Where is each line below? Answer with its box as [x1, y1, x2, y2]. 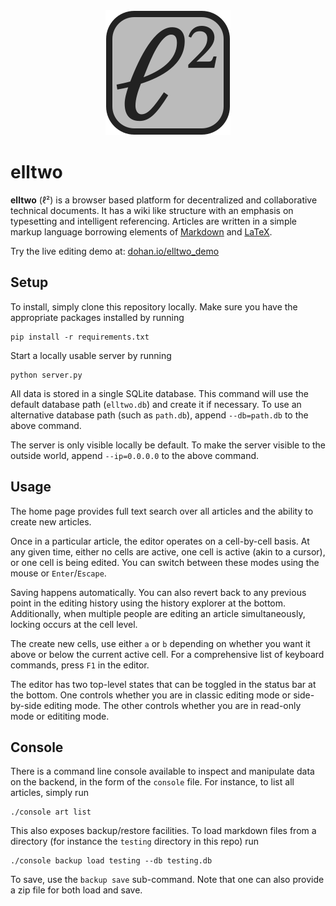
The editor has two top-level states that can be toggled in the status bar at [10, 678, 317, 690]
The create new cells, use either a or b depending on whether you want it [10, 637, 311, 649]
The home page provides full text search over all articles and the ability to [10, 505, 314, 517]
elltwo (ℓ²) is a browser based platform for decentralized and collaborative [10, 194, 318, 206]
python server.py [10, 370, 83, 380]
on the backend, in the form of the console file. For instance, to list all [10, 776, 295, 788]
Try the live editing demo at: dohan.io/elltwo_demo [10, 245, 220, 257]
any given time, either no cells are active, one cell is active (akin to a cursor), [10, 545, 326, 558]
